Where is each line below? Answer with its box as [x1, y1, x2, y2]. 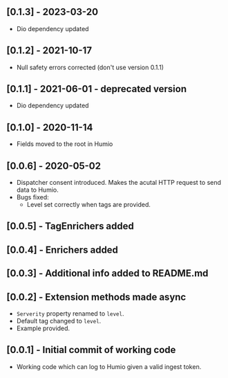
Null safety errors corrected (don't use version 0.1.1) [16, 63, 164, 71]
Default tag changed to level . [16, 317, 102, 325]
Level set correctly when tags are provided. [26, 201, 151, 209]
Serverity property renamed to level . [16, 309, 124, 318]
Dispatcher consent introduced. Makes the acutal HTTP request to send [16, 179, 222, 187]
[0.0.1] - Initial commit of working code [6, 344, 176, 356]
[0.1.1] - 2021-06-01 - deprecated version [6, 83, 187, 95]
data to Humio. [16, 186, 59, 194]
